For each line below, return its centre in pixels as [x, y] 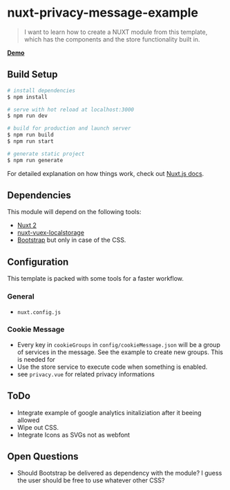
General [21, 297]
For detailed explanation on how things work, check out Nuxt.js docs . [106, 173]
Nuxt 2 [27, 225]
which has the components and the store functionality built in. [112, 39]
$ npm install [28, 97]
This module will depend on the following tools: [74, 212]
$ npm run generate [35, 160]
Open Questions [43, 456]
